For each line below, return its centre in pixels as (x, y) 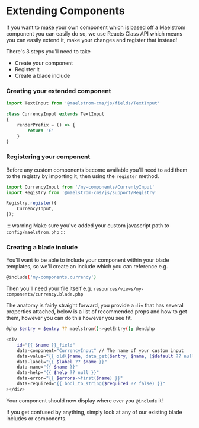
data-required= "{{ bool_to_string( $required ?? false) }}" (91, 384)
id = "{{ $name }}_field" (46, 345)
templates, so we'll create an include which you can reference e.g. (87, 267)
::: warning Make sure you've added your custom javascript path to (88, 226)
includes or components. (36, 418)
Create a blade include (42, 75)
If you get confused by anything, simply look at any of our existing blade (94, 412)
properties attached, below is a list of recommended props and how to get (97, 312)
